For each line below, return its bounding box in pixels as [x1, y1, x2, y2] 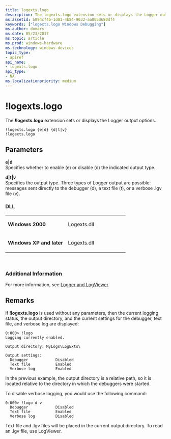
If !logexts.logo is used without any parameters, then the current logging [5, 310, 159, 316]
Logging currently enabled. [5, 335, 65, 340]
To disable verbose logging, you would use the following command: [5, 390, 147, 396]
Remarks [5, 296, 35, 305]
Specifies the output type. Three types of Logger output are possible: [5, 179, 151, 186]
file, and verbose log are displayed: [5, 320, 79, 326]
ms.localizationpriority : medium [5, 78, 76, 84]
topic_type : [5, 50, 31, 55]
